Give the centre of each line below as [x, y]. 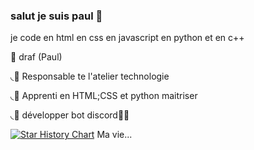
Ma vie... [114, 135]
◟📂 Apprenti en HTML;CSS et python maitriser [104, 96]
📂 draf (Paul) [36, 57]
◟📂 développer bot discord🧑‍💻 [70, 115]
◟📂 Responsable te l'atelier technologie [90, 76]
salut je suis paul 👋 [56, 16]
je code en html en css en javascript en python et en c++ [127, 38]
